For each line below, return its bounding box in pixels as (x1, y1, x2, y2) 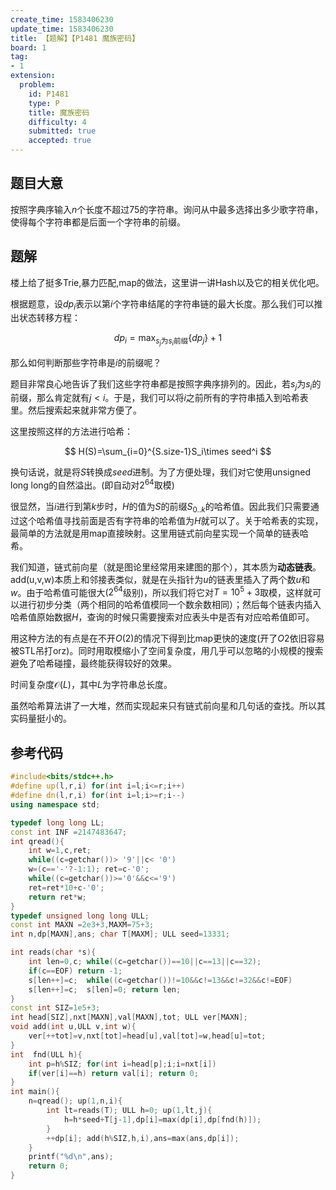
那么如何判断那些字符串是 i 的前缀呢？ (10, 356, 162, 368)
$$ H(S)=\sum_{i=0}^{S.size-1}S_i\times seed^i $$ (64, 446, 272, 458)
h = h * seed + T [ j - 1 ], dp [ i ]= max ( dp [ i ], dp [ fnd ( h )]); (63, 1114, 262, 1125)
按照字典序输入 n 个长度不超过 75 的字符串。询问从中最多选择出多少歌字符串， (10, 203, 324, 215)
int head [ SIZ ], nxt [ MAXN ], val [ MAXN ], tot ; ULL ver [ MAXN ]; (10, 1012, 248, 1023)
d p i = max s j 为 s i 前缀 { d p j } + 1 (113, 332, 223, 348)
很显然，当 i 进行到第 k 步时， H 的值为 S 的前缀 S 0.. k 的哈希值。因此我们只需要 (10, 501, 311, 515)
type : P (28, 98, 60, 108)
